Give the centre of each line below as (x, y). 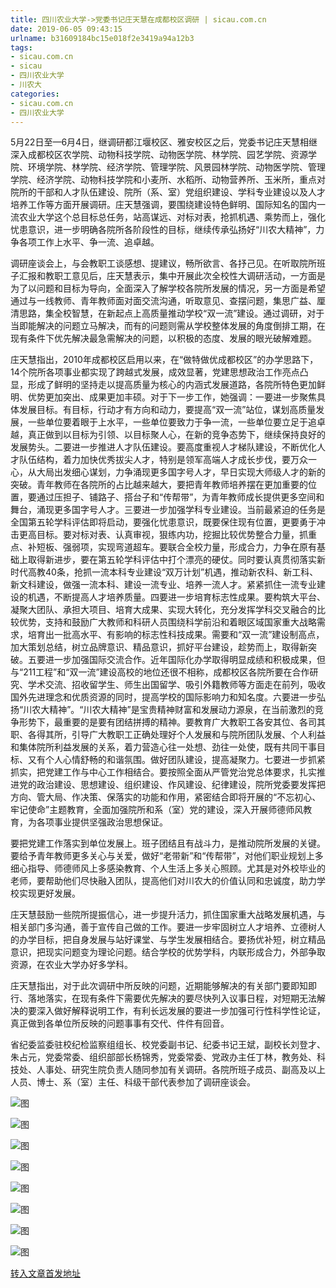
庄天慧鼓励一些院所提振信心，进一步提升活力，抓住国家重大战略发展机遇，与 (168, 915)
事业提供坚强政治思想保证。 (110, 822)
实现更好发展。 (49, 893)
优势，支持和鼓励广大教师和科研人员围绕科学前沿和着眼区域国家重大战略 (167, 622)
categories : (35, 94)
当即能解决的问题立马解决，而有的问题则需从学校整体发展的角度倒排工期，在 (168, 326)
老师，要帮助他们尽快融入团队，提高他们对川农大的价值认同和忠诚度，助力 (163, 881)
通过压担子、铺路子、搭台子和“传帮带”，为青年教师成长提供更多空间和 (180, 497)
